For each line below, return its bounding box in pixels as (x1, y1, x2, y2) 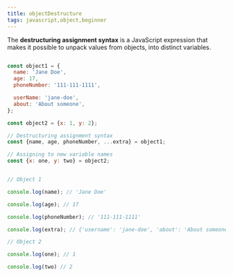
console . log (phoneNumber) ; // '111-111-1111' (7, 213, 141, 220)
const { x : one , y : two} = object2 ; (7, 157, 110, 165)
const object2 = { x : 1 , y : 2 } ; (7, 119, 98, 127)
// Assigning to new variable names (7, 151, 113, 158)
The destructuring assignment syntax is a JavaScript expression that (7, 35, 208, 44)
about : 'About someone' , (13, 100, 85, 107)
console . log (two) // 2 (7, 264, 73, 271)
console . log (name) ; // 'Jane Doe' (7, 188, 107, 195)
